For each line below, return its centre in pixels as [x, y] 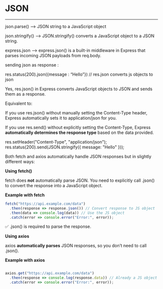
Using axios [17, 236]
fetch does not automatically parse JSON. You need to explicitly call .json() [80, 180]
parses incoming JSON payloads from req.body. [53, 55]
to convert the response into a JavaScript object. [54, 185]
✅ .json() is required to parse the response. [48, 226]
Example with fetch [25, 195]
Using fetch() [19, 171]
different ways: [20, 161]
